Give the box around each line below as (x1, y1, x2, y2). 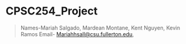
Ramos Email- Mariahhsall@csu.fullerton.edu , (20, 30, 134, 37)
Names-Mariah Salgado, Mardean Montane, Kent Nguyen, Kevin (20, 24, 181, 31)
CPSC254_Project (5, 4, 98, 18)
